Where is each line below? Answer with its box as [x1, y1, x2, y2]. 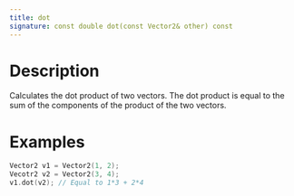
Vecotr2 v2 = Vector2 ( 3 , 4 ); [9, 170, 120, 179]
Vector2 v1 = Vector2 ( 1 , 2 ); [9, 162, 120, 171]
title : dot [9, 13, 51, 23]
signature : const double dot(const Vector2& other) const [9, 22, 233, 31]
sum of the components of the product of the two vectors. [9, 100, 227, 111]
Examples [9, 132, 85, 152]
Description [9, 61, 100, 81]
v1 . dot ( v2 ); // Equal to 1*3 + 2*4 [9, 178, 144, 188]
